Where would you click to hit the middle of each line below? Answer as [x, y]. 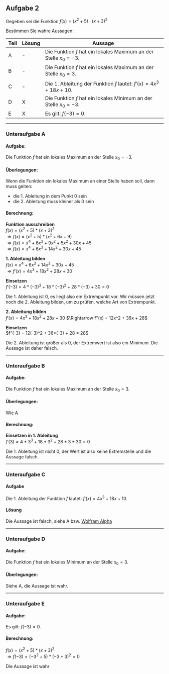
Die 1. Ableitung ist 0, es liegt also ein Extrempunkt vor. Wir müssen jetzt [80, 297]
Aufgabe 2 [23, 8]
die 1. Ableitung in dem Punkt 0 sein [50, 196]
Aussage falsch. [22, 456]
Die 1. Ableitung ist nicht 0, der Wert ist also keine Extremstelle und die [78, 451]
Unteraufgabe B [25, 365]
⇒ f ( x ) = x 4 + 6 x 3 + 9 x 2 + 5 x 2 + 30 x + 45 [49, 242]
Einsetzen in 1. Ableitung [32, 436]
